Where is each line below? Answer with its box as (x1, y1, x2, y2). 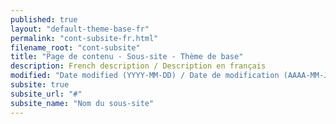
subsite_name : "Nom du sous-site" (10, 98, 155, 108)
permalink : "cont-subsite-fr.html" (10, 33, 159, 43)
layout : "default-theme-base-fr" (10, 24, 150, 34)
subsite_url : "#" (10, 89, 83, 99)
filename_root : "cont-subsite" (10, 42, 141, 53)
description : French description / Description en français (10, 61, 267, 71)
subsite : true (10, 80, 70, 90)
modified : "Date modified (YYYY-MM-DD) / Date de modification (10, 71, 280, 81)
